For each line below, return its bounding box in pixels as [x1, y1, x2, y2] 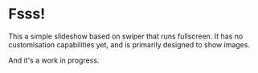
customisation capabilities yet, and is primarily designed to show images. [8, 39, 251, 49]
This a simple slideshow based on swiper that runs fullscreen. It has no [8, 31, 244, 41]
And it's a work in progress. [8, 55, 100, 65]
